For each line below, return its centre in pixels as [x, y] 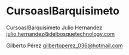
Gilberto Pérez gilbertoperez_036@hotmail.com [65, 45]
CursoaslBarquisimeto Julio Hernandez [54, 27]
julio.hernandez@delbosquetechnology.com [61, 33]
